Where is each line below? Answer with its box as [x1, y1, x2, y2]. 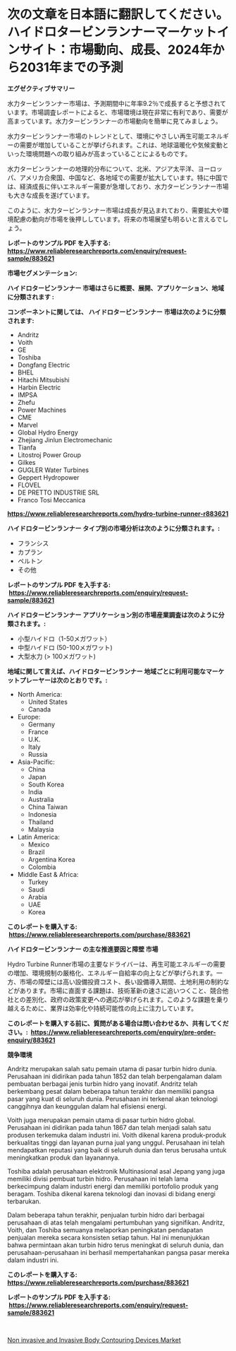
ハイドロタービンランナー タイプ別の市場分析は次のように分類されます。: [7, 524, 221, 532]
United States [27, 697, 68, 706]
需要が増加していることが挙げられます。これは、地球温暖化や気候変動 [19, 141, 223, 149]
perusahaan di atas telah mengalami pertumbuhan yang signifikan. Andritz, [7, 1218, 225, 1227]
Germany [27, 720, 55, 728]
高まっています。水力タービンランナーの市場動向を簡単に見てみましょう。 [7, 117, 222, 125]
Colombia [27, 863, 56, 871]
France [27, 727, 49, 736]
